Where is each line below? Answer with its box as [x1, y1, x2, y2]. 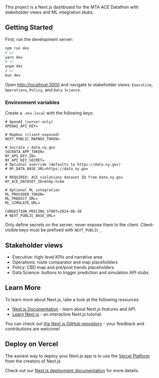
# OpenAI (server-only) [5, 119, 54, 125]
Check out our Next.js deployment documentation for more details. [5, 367, 139, 373]
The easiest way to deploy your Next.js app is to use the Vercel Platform [5, 353, 150, 359]
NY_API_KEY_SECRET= [5, 158, 45, 163]
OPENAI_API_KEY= [5, 124, 38, 129]
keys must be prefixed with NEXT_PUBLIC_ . [19, 227, 102, 233]
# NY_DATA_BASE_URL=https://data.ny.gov [5, 167, 89, 171]
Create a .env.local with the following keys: [5, 110, 94, 116]
